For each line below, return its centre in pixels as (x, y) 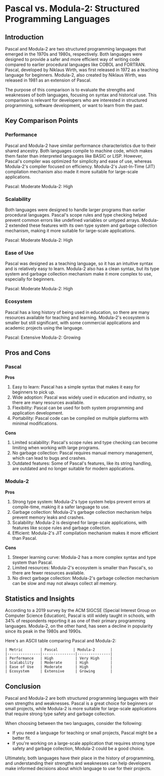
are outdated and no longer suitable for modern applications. (73, 469)
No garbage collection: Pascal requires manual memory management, (82, 453)
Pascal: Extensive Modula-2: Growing (43, 337)
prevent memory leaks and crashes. (48, 517)
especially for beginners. (30, 279)
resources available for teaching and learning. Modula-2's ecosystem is (77, 317)
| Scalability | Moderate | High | (59, 663)
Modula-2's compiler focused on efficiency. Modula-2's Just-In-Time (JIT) (80, 166)
